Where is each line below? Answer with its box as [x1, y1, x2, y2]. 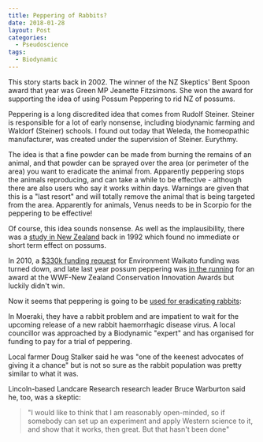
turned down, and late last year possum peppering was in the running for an [8, 264, 255, 273]
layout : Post [8, 26, 51, 34]
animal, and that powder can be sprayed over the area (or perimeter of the [8, 158, 250, 167]
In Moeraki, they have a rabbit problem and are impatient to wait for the [8, 311, 239, 320]
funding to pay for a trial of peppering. [8, 336, 132, 346]
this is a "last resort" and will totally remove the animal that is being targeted [8, 191, 256, 201]
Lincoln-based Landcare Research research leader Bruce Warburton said [8, 384, 246, 393]
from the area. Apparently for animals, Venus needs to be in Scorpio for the [8, 200, 252, 209]
